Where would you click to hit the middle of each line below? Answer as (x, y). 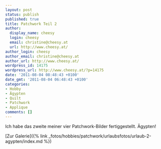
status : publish (22, 14)
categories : (17, 84)
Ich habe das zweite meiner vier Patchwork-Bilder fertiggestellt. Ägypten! (81, 126)
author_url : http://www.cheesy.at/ (42, 61)
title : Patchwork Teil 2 (31, 24)
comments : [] (19, 112)
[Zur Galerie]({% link (26, 136)
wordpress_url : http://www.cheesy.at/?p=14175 (54, 70)
